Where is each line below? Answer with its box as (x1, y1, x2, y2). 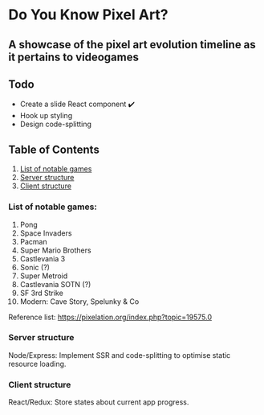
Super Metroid (19, 271, 68, 281)
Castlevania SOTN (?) (19, 279, 91, 289)
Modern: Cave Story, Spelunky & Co (19, 296, 140, 306)
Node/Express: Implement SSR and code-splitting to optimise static (8, 350, 231, 360)
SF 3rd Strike (19, 288, 64, 298)
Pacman (19, 236, 47, 246)
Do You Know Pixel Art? (8, 6, 169, 24)
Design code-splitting (19, 119, 92, 129)
